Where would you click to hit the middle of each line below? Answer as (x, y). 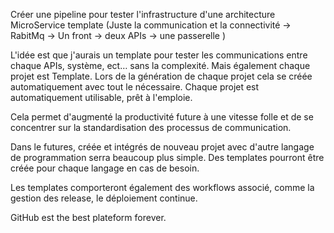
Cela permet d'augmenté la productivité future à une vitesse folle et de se (162, 117)
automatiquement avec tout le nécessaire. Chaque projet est (135, 87)
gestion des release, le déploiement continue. (104, 198)
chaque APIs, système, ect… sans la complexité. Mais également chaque (160, 65)
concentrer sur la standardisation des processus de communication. (151, 127)
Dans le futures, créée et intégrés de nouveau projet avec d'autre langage (162, 147)
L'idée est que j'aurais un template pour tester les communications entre (159, 55)
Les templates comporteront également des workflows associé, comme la (162, 187)
